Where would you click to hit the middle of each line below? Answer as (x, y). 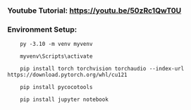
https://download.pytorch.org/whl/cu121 (68, 75)
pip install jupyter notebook (64, 100)
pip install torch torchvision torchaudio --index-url (102, 69)
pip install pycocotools (56, 87)
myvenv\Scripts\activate (56, 56)
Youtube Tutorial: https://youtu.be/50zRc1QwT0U (94, 11)
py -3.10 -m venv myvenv (56, 44)
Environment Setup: (42, 29)
